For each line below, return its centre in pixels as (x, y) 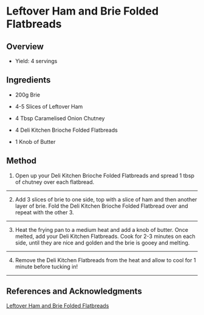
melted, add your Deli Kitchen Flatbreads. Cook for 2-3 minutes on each (105, 236)
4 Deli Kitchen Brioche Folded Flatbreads (66, 130)
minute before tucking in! (46, 266)
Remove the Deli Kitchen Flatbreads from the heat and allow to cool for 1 (105, 260)
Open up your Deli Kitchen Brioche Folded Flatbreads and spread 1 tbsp (105, 175)
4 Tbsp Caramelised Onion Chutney (60, 118)
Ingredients (29, 80)
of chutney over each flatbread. (55, 182)
